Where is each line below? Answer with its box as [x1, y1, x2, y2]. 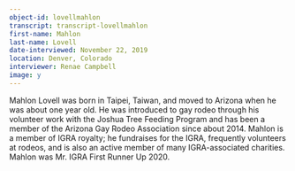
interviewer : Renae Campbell [9, 63, 117, 72]
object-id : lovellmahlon [9, 12, 101, 22]
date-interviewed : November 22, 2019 [9, 46, 148, 55]
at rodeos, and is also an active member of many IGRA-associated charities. [9, 142, 285, 152]
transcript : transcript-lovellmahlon [9, 21, 148, 30]
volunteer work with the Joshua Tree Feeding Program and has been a [9, 113, 266, 124]
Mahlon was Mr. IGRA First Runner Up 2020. [9, 152, 170, 162]
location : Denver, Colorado [9, 54, 113, 63]
